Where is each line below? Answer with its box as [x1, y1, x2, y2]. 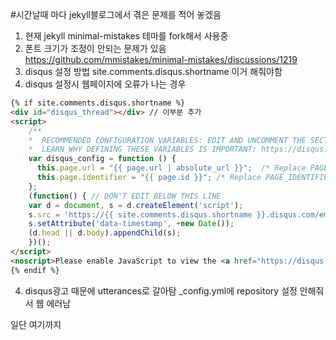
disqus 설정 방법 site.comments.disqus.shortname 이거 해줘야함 [24, 66, 283, 77]
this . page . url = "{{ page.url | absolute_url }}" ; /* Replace [36, 163, 307, 173]
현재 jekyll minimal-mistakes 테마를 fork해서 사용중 [24, 30, 229, 42]
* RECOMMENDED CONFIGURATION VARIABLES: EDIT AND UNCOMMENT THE [28, 135, 307, 145]
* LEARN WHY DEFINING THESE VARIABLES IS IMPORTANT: [28, 144, 257, 155]
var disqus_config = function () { [28, 154, 177, 164]
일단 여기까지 [10, 318, 62, 330]
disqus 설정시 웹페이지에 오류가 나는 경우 [24, 78, 187, 90]
